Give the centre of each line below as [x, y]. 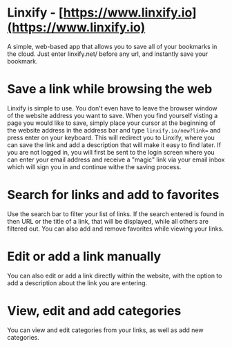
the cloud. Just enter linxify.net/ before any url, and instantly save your [108, 54]
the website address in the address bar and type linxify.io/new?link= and [114, 130]
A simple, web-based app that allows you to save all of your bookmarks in [112, 46]
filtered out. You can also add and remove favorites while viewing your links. [116, 229]
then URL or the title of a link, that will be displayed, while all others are [108, 221]
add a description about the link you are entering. [77, 283]
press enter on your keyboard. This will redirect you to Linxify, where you [111, 137]
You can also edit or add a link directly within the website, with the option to [115, 275]
